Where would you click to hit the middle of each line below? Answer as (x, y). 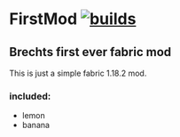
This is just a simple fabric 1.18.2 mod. (78, 73)
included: (30, 96)
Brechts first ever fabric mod (90, 52)
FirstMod (43, 19)
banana (36, 125)
